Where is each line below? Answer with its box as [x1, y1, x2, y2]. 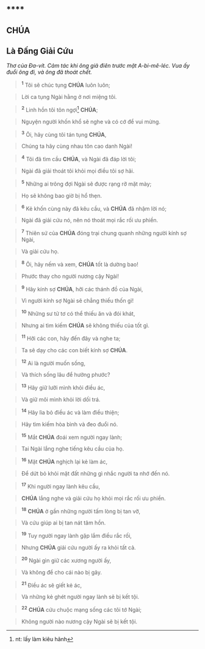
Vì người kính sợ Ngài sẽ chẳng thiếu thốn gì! [21, 297, 134, 305]
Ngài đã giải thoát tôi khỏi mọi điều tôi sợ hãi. [21, 167, 135, 175]
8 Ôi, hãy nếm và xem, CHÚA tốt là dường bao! [21, 259, 138, 268]
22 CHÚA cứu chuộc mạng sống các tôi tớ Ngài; [21, 605, 142, 613]
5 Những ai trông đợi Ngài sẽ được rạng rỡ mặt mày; [21, 179, 152, 187]
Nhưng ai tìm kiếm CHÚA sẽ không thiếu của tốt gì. [21, 322, 149, 329]
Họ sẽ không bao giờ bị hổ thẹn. [21, 192, 103, 199]
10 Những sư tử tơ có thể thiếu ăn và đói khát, [21, 309, 135, 317]
